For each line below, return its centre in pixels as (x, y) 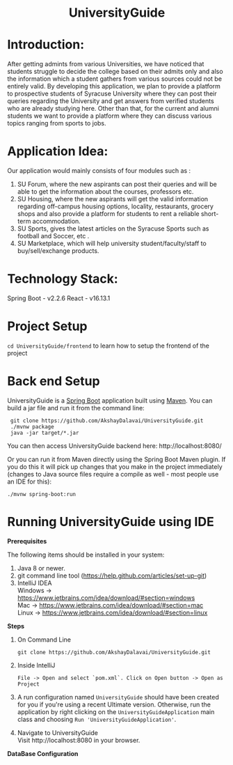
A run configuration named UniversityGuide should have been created (118, 697)
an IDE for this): (30, 481)
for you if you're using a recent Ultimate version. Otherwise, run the (114, 704)
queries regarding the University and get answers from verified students (111, 101)
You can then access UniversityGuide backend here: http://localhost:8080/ (115, 446)
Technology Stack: (63, 279)
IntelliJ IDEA (34, 582)
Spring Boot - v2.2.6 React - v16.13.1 (59, 298)
